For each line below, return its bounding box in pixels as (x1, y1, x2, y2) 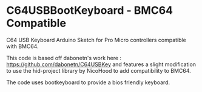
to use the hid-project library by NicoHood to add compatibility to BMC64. (6, 67, 191, 74)
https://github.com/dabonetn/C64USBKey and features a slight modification (6, 61, 196, 68)
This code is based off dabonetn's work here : (6, 54, 122, 61)
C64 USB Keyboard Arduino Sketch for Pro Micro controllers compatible (6, 36, 186, 43)
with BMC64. (6, 43, 39, 50)
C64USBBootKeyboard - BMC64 (6, 4, 173, 17)
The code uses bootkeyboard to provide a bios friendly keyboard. (6, 79, 170, 86)
